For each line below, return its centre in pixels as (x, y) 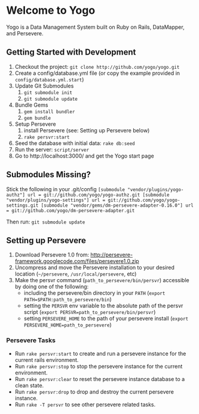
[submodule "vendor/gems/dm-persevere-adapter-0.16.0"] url (117, 205)
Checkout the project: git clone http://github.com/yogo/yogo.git (97, 67)
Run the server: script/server (52, 149)
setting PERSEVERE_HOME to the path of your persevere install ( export (106, 319)
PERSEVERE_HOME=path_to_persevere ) (68, 325)
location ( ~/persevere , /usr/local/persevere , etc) (76, 274)
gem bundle (37, 118)
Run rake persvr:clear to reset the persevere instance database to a (100, 379)
